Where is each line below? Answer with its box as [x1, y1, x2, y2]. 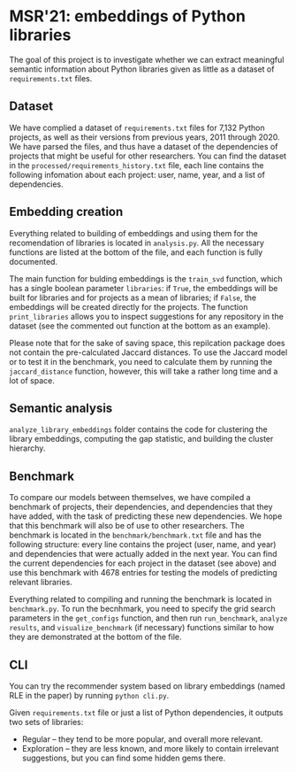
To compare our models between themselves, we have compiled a [9, 492, 251, 503]
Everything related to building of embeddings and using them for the [9, 228, 259, 238]
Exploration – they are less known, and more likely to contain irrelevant [21, 744, 279, 753]
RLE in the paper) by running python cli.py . [9, 691, 170, 700]
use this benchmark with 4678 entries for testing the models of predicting [9, 567, 278, 578]
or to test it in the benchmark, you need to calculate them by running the [9, 356, 273, 367]
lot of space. [9, 374, 55, 386]
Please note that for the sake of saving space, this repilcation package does [9, 337, 285, 348]
